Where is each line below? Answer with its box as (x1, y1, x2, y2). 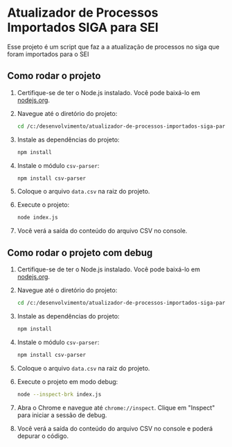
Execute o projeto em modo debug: (17, 377, 118, 386)
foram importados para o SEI (7, 50, 89, 58)
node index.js (17, 214, 58, 221)
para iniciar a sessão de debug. (17, 411, 107, 419)
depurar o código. (17, 432, 69, 440)
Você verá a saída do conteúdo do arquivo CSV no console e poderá (17, 424, 213, 432)
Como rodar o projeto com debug (7, 246, 153, 258)
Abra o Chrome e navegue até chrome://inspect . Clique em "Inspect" (17, 403, 215, 412)
